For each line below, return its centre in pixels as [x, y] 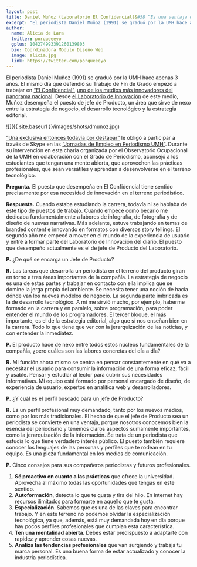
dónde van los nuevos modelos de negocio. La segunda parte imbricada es [97, 296]
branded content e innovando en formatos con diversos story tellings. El [93, 229]
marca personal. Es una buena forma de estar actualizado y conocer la [100, 551]
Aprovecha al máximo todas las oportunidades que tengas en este [94, 482]
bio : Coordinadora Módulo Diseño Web [57, 50]
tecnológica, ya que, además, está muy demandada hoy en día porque [100, 520]
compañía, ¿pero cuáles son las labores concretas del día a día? [83, 351]
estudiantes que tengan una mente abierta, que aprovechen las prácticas [94, 163]
